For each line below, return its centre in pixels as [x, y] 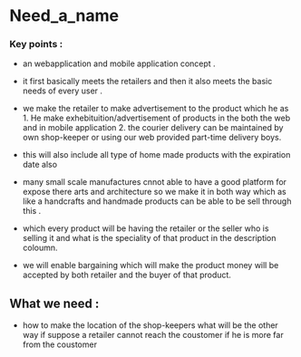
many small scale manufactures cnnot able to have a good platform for [155, 182]
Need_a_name [64, 16]
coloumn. [40, 248]
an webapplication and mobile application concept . [119, 63]
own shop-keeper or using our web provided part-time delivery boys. [152, 138]
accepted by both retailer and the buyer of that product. [126, 275]
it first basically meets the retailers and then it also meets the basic [147, 82]
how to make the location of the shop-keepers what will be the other [150, 325]
